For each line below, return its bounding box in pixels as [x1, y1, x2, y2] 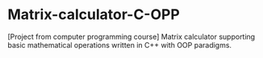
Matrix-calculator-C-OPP [7, 6, 181, 24]
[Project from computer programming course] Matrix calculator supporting [7, 32, 256, 41]
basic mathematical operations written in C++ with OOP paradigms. [7, 40, 232, 49]
